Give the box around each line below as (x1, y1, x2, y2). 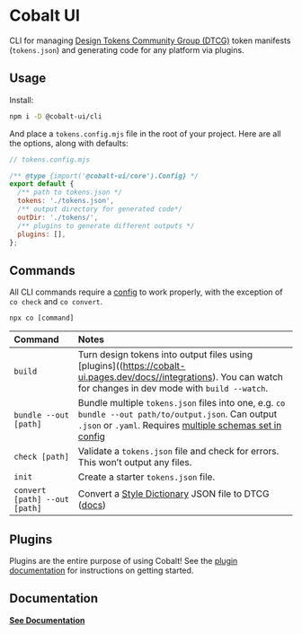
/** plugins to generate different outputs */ (17, 221, 195, 230)
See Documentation (9, 614, 85, 625)
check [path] (13, 452, 70, 462)
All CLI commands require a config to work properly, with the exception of (9, 286, 283, 297)
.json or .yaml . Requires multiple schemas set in (77, 419, 282, 432)
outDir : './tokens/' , (17, 213, 99, 222)
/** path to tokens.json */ (17, 188, 123, 198)
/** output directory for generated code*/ (17, 205, 182, 214)
